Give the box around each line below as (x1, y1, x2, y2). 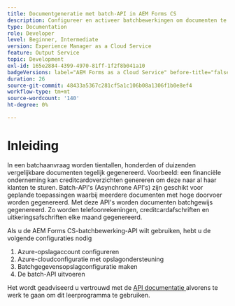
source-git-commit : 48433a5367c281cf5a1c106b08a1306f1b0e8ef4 (7, 82, 192, 89)
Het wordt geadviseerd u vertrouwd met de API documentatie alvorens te (7, 283, 218, 291)
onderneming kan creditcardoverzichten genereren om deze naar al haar (7, 176, 217, 184)
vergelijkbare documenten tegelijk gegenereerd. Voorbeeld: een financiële (7, 168, 222, 176)
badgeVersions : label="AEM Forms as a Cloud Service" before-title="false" (7, 69, 233, 76)
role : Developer (7, 29, 55, 37)
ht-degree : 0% (7, 102, 49, 109)
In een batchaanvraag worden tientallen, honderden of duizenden (7, 160, 197, 169)
